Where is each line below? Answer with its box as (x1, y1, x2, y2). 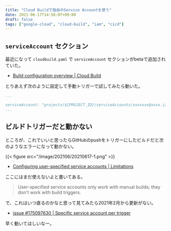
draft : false (5, 17, 33, 22)
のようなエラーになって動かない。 (5, 143, 77, 149)
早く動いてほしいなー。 (5, 220, 54, 226)
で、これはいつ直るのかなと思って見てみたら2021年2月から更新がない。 (5, 200, 156, 206)
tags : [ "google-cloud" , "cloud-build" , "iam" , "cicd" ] (5, 21, 124, 27)
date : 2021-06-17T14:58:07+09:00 (5, 12, 76, 17)
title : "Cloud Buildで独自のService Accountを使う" (5, 7, 112, 13)
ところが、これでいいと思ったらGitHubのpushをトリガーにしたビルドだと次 (5, 137, 164, 143)
